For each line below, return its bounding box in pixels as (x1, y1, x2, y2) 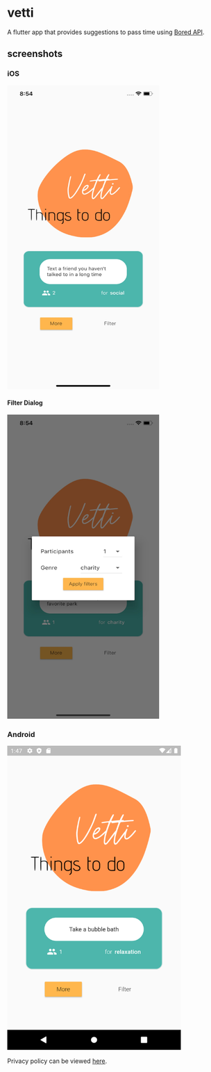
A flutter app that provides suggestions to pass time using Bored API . (7, 28, 205, 36)
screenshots (7, 48, 63, 60)
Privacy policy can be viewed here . (7, 1057, 108, 1065)
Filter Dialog (7, 398, 43, 407)
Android (7, 729, 35, 739)
